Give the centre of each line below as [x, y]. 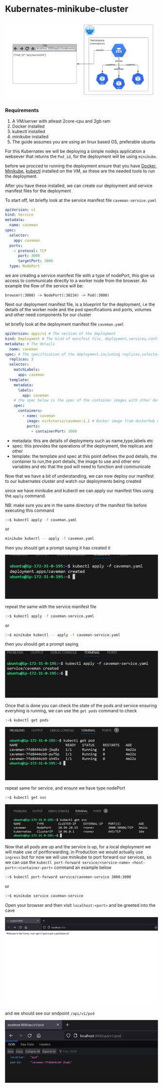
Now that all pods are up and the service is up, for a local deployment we [78, 847]
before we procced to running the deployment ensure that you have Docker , [81, 166]
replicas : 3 [22, 359]
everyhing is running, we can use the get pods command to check [71, 711]
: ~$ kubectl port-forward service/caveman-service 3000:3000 [68, 877]
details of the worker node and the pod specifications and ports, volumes [78, 310]
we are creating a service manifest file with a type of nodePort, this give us [80, 276]
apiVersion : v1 [20, 210]
